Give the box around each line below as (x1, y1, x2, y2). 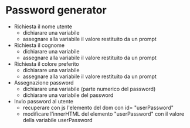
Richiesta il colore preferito (13, 60, 80, 68)
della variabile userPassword (22, 116, 93, 123)
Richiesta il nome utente (13, 23, 73, 30)
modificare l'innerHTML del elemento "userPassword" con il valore (22, 110, 185, 117)
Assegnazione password (13, 79, 74, 86)
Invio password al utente (13, 97, 74, 105)
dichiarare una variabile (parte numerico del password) (22, 85, 156, 92)
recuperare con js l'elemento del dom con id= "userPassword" (22, 104, 174, 111)
